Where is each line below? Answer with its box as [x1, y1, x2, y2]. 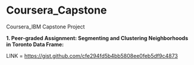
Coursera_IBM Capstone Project [6, 23, 85, 30]
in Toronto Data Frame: [6, 41, 64, 48]
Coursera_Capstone [6, 4, 107, 17]
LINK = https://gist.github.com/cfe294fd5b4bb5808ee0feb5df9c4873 [6, 52, 179, 59]
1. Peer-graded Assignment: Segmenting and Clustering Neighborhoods [6, 34, 189, 41]
